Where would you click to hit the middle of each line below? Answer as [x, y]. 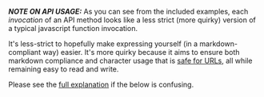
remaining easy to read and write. [64, 69]
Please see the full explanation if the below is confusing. [101, 84]
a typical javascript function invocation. [73, 28]
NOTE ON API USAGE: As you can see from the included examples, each [128, 12]
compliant [25, 52]
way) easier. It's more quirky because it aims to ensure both [141, 52]
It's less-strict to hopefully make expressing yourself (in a [103, 44]
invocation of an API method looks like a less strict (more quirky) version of [132, 20]
